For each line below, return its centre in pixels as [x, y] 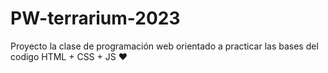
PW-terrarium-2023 [95, 18]
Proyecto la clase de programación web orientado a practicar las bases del [164, 46]
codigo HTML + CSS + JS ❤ [69, 56]
